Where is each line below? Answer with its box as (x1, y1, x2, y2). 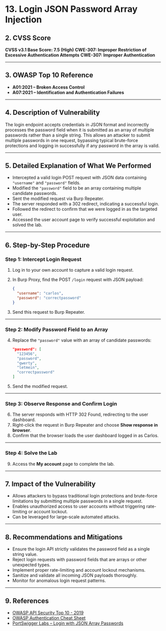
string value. (12, 551, 38, 557)
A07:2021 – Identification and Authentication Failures (12, 89, 124, 95)
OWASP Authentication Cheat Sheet (12, 615, 86, 621)
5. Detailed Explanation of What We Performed (5, 162, 152, 170)
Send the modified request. (12, 384, 68, 389)
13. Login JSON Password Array (5, 3, 138, 15)
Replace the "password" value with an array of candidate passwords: (12, 337, 152, 343)
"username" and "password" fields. (12, 180, 81, 186)
